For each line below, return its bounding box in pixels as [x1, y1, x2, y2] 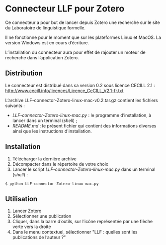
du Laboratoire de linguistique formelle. [5, 24, 86, 30]
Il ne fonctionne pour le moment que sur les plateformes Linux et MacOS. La [5, 34, 162, 40]
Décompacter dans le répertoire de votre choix [12, 161, 108, 167]
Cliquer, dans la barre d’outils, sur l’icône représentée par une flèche [12, 219, 153, 225]
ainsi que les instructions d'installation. [12, 128, 92, 134]
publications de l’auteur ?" [12, 235, 66, 241]
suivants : [5, 103, 25, 109]
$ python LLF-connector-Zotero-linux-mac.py [5, 181, 99, 186]
